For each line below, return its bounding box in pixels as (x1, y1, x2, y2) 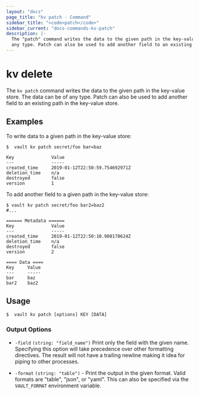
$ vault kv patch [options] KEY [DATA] (6, 312, 108, 318)
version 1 (6, 180, 54, 186)
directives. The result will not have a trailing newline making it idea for (14, 351, 185, 359)
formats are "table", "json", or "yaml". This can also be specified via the (14, 375, 189, 383)
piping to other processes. (14, 358, 79, 365)
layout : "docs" (6, 8, 44, 15)
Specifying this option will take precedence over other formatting (14, 345, 174, 352)
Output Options (6, 326, 52, 334)
